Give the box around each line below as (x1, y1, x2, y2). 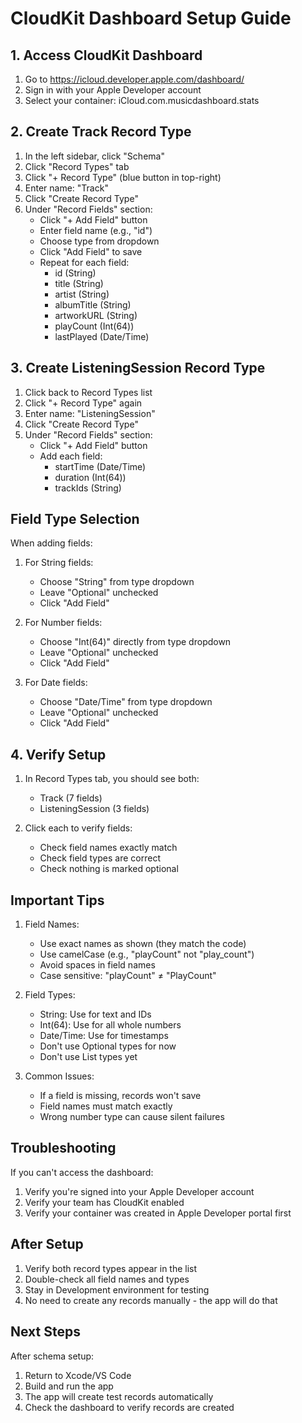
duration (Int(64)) (54, 471, 127, 483)
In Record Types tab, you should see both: (24, 773, 200, 785)
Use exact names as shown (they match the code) (39, 938, 247, 950)
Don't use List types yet (39, 1051, 138, 1063)
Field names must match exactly (39, 1100, 173, 1112)
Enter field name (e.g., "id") (39, 224, 153, 236)
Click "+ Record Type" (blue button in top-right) (24, 171, 222, 183)
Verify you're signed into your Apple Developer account (24, 1185, 255, 1197)
